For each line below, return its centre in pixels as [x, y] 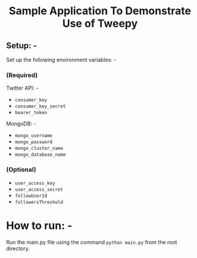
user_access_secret [39, 189]
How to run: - [39, 226]
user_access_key [35, 183]
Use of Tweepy [100, 23]
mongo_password [34, 142]
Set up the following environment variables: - [61, 60]
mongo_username [34, 136]
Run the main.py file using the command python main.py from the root [92, 242]
